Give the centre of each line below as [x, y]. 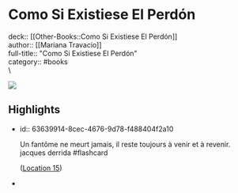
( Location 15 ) [41, 168]
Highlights [34, 110]
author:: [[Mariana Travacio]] [55, 44]
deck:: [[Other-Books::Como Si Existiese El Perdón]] [93, 36]
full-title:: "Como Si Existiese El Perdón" [73, 53]
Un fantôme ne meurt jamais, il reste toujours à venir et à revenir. [125, 144]
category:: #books [38, 62]
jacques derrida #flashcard [64, 153]
